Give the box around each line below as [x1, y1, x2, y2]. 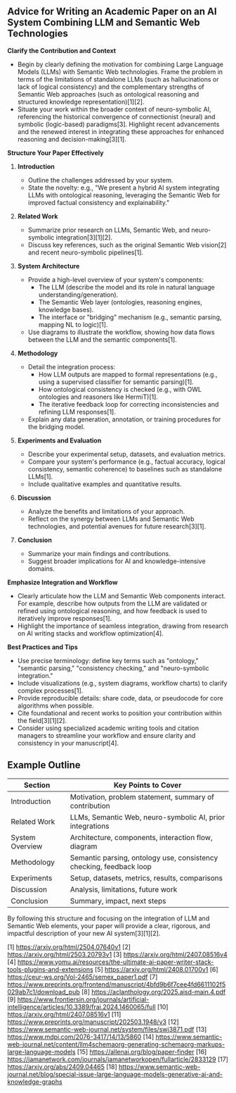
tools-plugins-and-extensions [7, 965, 93, 973]
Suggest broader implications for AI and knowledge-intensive [27, 557, 206, 565]
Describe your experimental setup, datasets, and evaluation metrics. [27, 450, 226, 458]
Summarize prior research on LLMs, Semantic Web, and [27, 226, 190, 234]
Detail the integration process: [27, 362, 116, 371]
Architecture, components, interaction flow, [70, 832, 213, 842]
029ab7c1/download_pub [7, 987, 81, 996]
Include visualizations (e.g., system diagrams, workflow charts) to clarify [17, 679, 228, 687]
